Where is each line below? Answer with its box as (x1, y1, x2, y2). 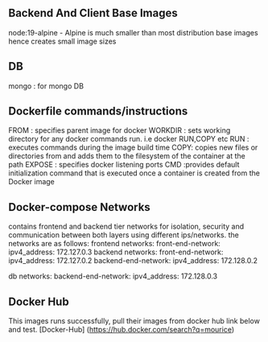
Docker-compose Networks (8, 200, 150, 214)
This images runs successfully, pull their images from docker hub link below (8, 316, 260, 326)
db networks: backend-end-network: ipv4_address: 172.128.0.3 (8, 271, 218, 281)
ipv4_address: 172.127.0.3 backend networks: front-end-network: (8, 247, 224, 257)
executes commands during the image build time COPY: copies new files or (8, 142, 258, 152)
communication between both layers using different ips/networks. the (8, 230, 239, 240)
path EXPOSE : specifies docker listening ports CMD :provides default (8, 160, 240, 170)
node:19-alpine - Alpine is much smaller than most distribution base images (8, 27, 259, 37)
